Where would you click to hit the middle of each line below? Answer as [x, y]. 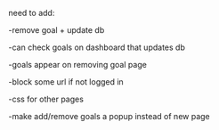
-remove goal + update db [57, 30]
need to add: [32, 13]
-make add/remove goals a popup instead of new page [109, 116]
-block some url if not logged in [66, 82]
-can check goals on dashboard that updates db [97, 47]
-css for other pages [46, 99]
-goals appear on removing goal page [78, 65]
